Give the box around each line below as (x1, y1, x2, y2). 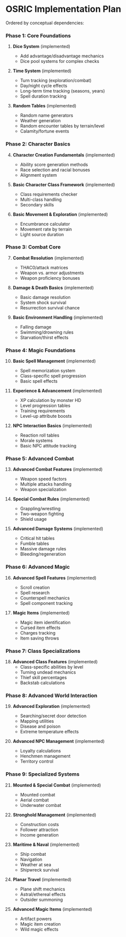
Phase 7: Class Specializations (5, 647, 81, 654)
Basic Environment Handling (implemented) (12, 314, 103, 320)
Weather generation (20, 118, 61, 124)
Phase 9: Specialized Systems (5, 771, 80, 778)
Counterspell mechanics (20, 595, 70, 601)
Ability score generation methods (20, 161, 88, 167)
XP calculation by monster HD (20, 397, 82, 403)
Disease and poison (20, 724, 61, 730)
